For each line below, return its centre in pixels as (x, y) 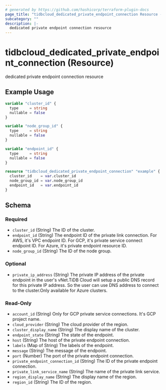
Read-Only (19, 303)
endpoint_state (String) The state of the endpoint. (63, 335)
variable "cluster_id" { (31, 103)
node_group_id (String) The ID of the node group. (62, 251)
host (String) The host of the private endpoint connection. (71, 340)
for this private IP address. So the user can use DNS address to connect (85, 285)
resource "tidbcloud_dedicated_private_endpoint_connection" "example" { (83, 172)
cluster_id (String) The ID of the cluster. (54, 230)
